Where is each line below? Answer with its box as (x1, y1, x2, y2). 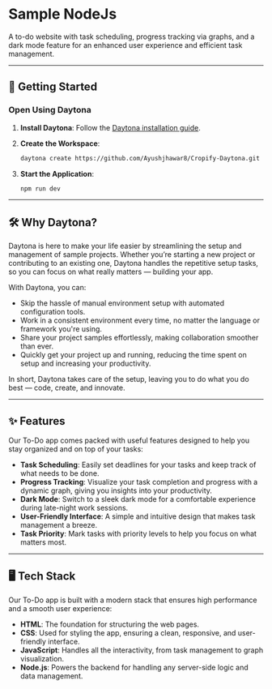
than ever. (19, 341, 54, 351)
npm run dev (19, 184, 61, 193)
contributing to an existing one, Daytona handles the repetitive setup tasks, (8, 259, 259, 268)
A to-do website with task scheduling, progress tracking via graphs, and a (8, 32, 255, 41)
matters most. (19, 537, 67, 547)
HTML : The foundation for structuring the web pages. (19, 619, 200, 629)
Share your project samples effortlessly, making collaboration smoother (19, 333, 259, 343)
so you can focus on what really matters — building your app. (8, 267, 214, 276)
